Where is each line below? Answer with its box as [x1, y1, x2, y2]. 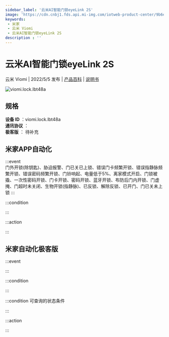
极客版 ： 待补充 [5, 129, 39, 135]
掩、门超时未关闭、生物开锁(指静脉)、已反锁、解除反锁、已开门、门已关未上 [5, 183, 163, 189]
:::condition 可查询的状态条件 [5, 298, 65, 304]
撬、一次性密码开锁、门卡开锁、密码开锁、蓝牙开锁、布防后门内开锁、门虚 [5, 177, 159, 183]
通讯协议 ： [5, 123, 29, 129]
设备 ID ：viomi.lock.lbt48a [5, 116, 61, 122]
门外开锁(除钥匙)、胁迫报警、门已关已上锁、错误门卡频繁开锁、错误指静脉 [5, 164, 158, 171]
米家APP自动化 [5, 145, 52, 154]
